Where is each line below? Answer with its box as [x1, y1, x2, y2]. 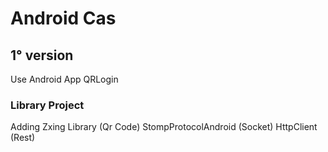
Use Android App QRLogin [10, 73, 119, 85]
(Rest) [10, 132, 36, 144]
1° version [10, 47, 74, 64]
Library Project [10, 98, 85, 112]
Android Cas [10, 7, 117, 30]
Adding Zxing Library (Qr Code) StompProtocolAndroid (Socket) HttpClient [10, 121, 318, 133]
